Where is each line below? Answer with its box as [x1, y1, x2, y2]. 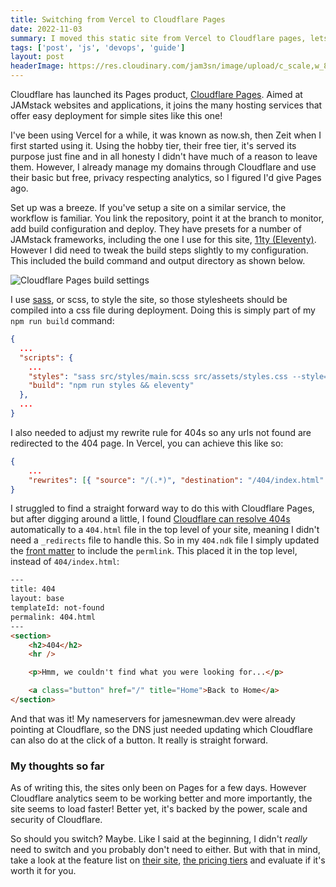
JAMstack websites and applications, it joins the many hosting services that [10, 99, 323, 111]
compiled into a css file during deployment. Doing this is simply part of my [10, 304, 316, 316]
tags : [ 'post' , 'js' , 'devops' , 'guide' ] [10, 42, 186, 53]
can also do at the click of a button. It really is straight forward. [10, 734, 269, 746]
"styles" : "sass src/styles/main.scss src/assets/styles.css [28, 371, 288, 381]
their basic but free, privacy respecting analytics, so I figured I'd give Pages [10, 172, 322, 183]
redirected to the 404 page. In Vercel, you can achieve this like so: [10, 437, 284, 449]
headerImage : [10, 61, 65, 71]
